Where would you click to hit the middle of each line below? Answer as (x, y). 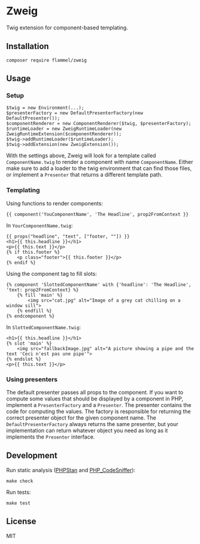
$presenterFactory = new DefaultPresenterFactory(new (75, 113)
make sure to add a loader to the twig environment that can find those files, (99, 168)
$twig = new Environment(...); (45, 108)
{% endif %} (21, 262)
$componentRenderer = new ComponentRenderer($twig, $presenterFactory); (99, 124)
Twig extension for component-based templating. (67, 28)
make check (20, 481)
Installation (28, 46)
